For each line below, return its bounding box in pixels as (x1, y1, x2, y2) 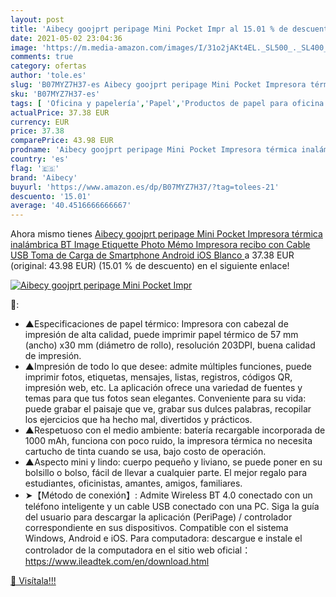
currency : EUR (10, 117, 70, 127)
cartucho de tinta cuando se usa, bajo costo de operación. (24, 446, 267, 458)
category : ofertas (10, 61, 87, 71)
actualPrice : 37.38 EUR (10, 107, 110, 118)
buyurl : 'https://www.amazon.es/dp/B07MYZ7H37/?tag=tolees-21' (10, 182, 280, 192)
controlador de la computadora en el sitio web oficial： (24, 544, 252, 556)
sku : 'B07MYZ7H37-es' (10, 89, 101, 99)
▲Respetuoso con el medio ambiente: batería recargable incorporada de (24, 424, 326, 436)
